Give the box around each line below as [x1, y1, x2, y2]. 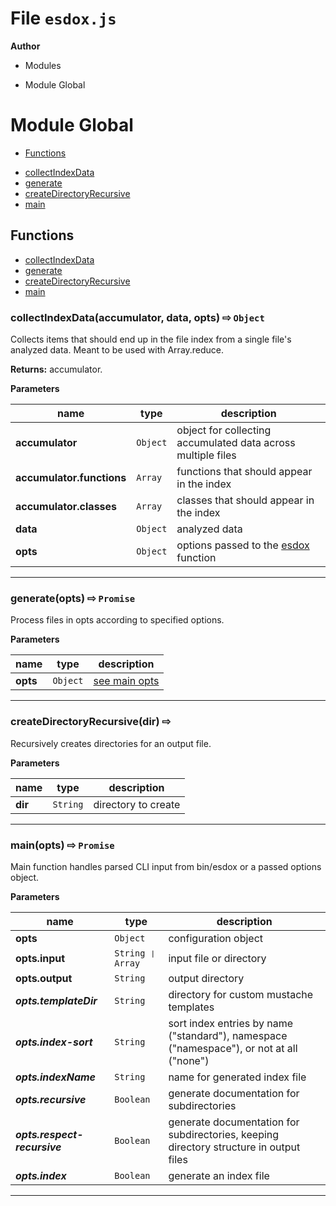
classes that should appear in [176, 493, 315, 507]
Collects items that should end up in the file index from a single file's [10, 333, 292, 345]
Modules [24, 59, 62, 71]
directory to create [93, 797, 181, 811]
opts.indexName [15, 1070, 97, 1084]
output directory [168, 971, 245, 985]
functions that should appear [176, 464, 313, 478]
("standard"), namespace [168, 1028, 288, 1042]
